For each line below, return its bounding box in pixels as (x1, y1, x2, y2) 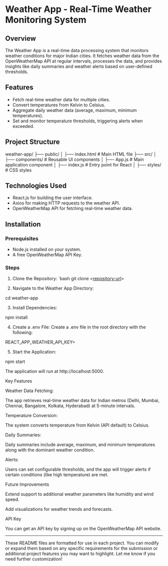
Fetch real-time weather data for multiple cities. (12, 96, 110, 102)
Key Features (5, 378, 32, 384)
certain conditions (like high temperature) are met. (5, 472, 108, 478)
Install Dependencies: (12, 305, 57, 311)
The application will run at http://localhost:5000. (5, 368, 104, 374)
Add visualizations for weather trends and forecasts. (5, 506, 113, 512)
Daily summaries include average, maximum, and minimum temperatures (5, 442, 155, 448)
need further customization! (5, 556, 62, 562)
